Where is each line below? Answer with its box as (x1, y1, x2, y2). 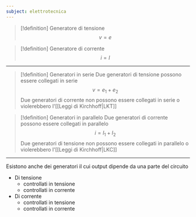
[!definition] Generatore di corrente (20, 45, 105, 52)
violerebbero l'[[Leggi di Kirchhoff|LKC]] (20, 146, 117, 153)
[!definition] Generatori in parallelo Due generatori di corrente (20, 114, 168, 121)
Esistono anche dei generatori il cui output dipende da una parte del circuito (6, 163, 188, 170)
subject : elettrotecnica (6, 8, 66, 15)
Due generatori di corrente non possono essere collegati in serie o (20, 97, 180, 104)
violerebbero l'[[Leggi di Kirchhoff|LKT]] (20, 103, 117, 110)
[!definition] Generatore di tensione (20, 24, 105, 32)
